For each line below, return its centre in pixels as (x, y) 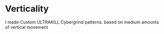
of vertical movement (27, 27)
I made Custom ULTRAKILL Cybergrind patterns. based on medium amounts (82, 22)
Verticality (27, 9)
